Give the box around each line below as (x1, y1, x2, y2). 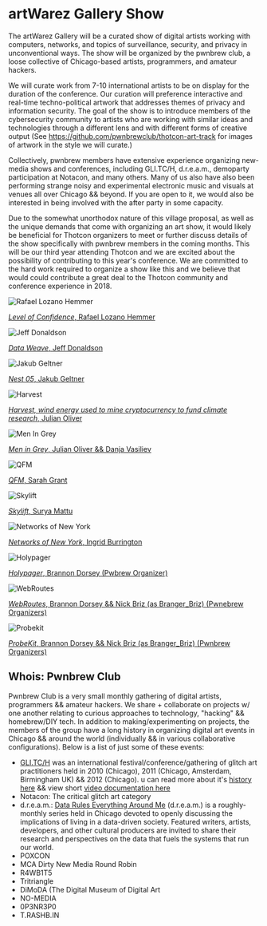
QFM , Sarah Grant (8, 475, 68, 485)
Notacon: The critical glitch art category (19, 791, 151, 801)
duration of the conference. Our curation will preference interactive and (8, 89, 243, 98)
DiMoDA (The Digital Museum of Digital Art (19, 884, 161, 894)
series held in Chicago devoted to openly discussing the (48, 808, 234, 818)
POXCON (19, 851, 50, 861)
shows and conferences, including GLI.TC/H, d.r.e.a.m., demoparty (30, 164, 249, 173)
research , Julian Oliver (8, 413, 83, 423)
